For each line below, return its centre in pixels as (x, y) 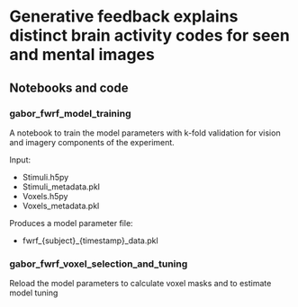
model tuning (34, 293)
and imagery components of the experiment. (92, 142)
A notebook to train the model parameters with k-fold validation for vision (145, 133)
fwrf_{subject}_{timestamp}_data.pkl (90, 241)
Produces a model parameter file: (71, 223)
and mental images (82, 55)
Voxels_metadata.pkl (61, 206)
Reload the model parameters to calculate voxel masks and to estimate (140, 284)
